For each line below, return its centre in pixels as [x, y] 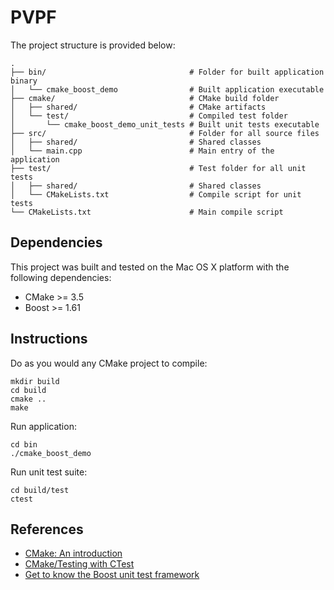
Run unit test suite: [49, 472]
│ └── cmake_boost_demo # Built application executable [167, 89]
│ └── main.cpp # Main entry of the [142, 151]
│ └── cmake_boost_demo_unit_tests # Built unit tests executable [165, 124]
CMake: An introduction [73, 553]
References [47, 529]
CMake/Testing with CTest [79, 564]
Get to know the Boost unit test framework [112, 575]
